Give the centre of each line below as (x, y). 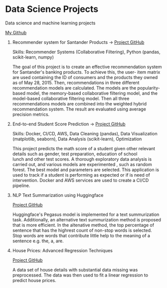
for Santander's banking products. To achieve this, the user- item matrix (86, 72)
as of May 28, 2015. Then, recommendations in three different (76, 83)
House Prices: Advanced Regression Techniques (63, 250)
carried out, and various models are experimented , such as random (82, 164)
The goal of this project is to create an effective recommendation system (87, 67)
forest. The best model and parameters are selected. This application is (86, 170)
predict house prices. (34, 280)
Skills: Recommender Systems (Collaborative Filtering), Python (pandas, (86, 52)
